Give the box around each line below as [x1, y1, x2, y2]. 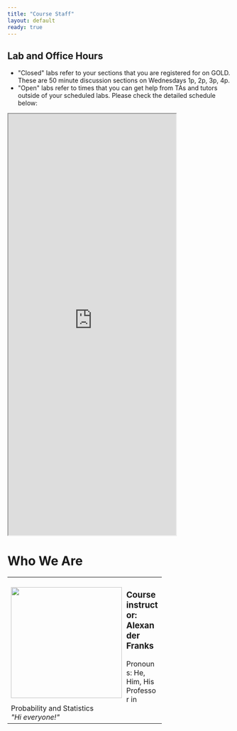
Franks [126, 640, 154, 652]
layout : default [7, 17, 55, 24]
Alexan [126, 620, 155, 632]
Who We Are [7, 553, 83, 569]
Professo [126, 686, 156, 696]
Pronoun [126, 659, 155, 669]
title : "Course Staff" [7, 10, 75, 18]
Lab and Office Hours [7, 50, 104, 62]
